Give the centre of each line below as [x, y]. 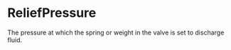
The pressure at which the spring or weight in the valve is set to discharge [116, 32]
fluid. [15, 39]
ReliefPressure [52, 13]
